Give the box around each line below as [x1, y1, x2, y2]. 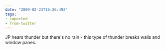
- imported [5, 16, 28, 21]
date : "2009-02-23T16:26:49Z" [5, 7, 68, 12]
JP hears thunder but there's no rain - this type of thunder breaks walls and [5, 34, 161, 40]
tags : [5, 12, 16, 17]
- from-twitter [5, 21, 37, 26]
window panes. [5, 40, 36, 46]
